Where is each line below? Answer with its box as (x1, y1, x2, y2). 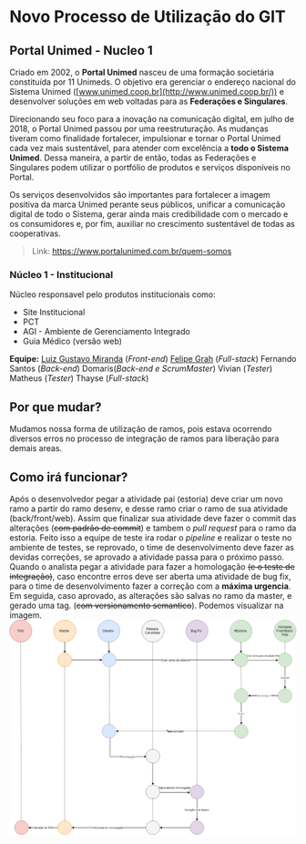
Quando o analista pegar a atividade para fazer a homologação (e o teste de (9, 561, 296, 571)
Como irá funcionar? (9, 469, 128, 485)
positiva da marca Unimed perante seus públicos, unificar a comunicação (9, 199, 286, 210)
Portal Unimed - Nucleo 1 (9, 43, 153, 58)
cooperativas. (9, 228, 61, 239)
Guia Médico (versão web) (22, 335, 123, 347)
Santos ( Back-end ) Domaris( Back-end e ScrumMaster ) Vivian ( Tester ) (9, 363, 273, 375)
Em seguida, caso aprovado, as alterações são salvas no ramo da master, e (9, 590, 292, 601)
